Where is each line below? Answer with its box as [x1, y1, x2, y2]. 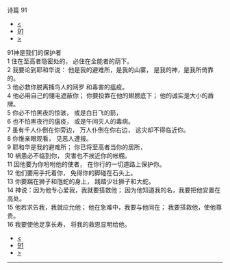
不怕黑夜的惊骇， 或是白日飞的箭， [24, 109, 123, 117]
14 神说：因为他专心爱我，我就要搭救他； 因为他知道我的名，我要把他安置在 [7, 186, 221, 194]
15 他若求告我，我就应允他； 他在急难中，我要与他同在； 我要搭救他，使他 [7, 203, 216, 211]
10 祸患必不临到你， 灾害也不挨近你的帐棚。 [7, 152, 131, 159]
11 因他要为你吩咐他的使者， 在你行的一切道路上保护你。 [7, 160, 166, 168]
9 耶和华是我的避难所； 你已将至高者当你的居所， [7, 143, 146, 151]
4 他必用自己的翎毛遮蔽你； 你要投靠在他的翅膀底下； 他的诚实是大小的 [7, 91, 208, 100]
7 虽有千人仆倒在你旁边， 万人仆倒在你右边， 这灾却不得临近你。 [7, 126, 190, 134]
